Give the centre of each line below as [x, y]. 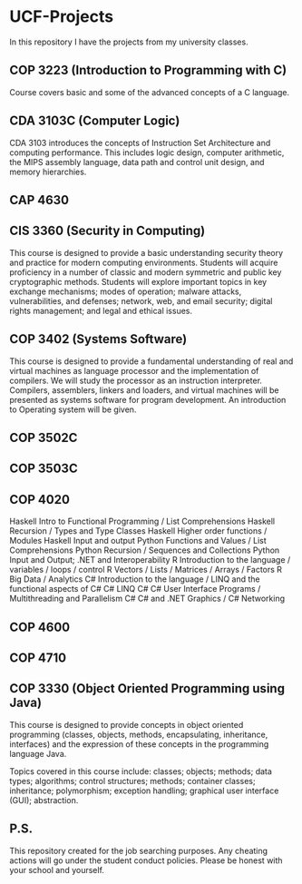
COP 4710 [38, 658]
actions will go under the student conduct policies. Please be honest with [146, 860]
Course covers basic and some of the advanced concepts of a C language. [150, 92]
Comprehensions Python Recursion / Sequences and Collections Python [145, 550]
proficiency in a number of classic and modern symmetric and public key [146, 272]
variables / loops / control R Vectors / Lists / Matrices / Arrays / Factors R [146, 570]
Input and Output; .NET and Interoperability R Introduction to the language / [150, 560]
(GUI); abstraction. [44, 800]
